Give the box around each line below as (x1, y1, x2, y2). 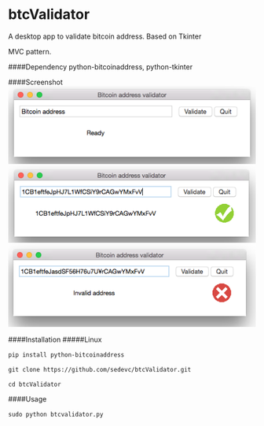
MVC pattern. (8, 46, 52, 56)
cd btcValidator (8, 380, 61, 388)
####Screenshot (8, 77, 63, 87)
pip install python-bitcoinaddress (8, 350, 125, 359)
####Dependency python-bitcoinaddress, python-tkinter (8, 61, 193, 72)
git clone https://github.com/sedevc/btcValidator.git (8, 365, 192, 373)
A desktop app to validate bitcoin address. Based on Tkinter (8, 31, 202, 41)
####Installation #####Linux (8, 335, 102, 344)
